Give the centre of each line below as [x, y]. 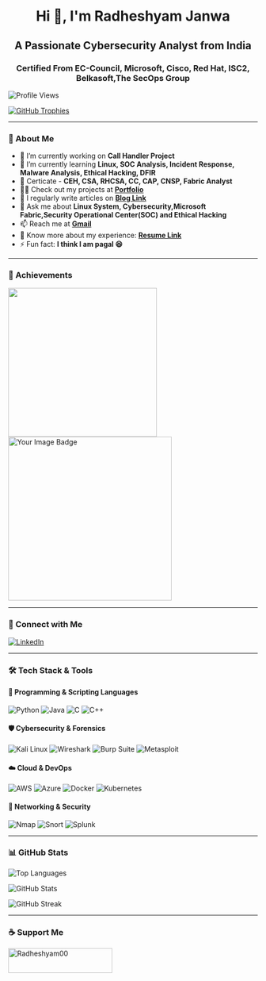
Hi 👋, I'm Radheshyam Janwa [133, 16]
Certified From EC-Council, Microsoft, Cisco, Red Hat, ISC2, [133, 68]
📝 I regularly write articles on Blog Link [83, 198]
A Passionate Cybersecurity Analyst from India [133, 46]
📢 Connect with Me [46, 625]
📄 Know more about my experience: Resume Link [101, 235]
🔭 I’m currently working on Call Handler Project [97, 156]
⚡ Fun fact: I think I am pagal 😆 [71, 244]
